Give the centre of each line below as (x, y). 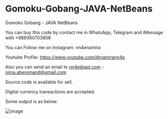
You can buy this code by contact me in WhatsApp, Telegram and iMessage (84, 32)
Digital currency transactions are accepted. (50, 91)
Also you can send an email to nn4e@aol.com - (55, 67)
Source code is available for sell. (39, 82)
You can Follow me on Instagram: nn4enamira (53, 47)
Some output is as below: (32, 101)
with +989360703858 (28, 38)
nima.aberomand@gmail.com (36, 72)
